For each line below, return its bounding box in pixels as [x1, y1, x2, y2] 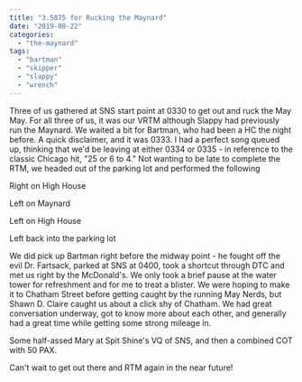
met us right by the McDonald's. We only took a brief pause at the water [9, 269, 277, 280]
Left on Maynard [9, 198, 70, 209]
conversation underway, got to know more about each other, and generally [9, 308, 287, 319]
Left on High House [9, 215, 82, 226]
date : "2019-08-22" [9, 22, 83, 31]
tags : [9, 47, 30, 56]
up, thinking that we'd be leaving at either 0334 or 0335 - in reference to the [9, 144, 293, 154]
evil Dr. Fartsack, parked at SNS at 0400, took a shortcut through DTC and [9, 259, 286, 271]
